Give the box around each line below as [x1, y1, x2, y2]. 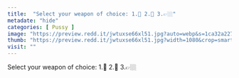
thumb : [7, 37, 27, 44]
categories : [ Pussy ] [7, 23, 75, 30]
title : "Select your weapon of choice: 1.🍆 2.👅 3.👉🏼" [7, 10, 176, 18]
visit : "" [7, 43, 37, 50]
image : [7, 30, 27, 38]
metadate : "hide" [7, 17, 59, 24]
